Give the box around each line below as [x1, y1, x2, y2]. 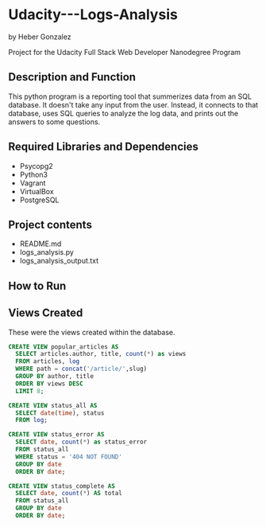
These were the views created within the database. [8, 327, 176, 337]
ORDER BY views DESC [15, 380, 83, 388]
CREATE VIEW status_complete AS [8, 482, 115, 490]
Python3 [19, 170, 48, 179]
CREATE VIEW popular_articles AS [8, 342, 119, 351]
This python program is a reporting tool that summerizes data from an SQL [8, 92, 253, 101]
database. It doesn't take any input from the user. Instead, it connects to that [8, 100, 259, 109]
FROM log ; [15, 416, 48, 424]
